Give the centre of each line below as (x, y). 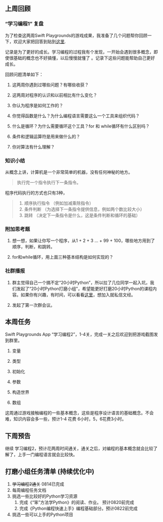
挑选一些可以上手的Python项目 (43, 515)
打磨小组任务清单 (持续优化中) (50, 471)
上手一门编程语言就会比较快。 (48, 455)
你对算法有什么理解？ (33, 147)
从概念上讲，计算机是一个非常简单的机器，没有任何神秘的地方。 (69, 172)
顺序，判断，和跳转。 (33, 247)
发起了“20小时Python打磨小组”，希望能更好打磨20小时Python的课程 (84, 288)
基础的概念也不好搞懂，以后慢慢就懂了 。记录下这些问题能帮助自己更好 (84, 58)
